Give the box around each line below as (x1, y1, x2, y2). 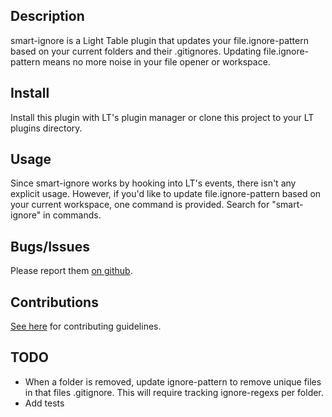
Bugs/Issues (10, 238, 90, 255)
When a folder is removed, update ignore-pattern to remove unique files (24, 375, 322, 388)
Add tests (24, 397, 65, 409)
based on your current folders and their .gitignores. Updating (10, 45, 262, 57)
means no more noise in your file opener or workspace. (42, 55, 271, 68)
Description (10, 8, 85, 25)
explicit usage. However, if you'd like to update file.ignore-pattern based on (10, 188, 322, 200)
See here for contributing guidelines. (10, 320, 162, 333)
